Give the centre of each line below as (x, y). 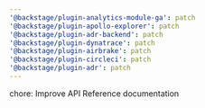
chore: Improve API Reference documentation (94, 93)
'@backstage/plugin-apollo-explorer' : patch (94, 26)
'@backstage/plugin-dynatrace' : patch (82, 43)
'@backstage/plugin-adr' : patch (70, 68)
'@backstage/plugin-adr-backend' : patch (87, 34)
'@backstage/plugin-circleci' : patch (80, 59)
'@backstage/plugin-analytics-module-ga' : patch (102, 18)
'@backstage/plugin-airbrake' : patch (80, 51)
